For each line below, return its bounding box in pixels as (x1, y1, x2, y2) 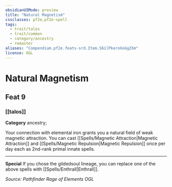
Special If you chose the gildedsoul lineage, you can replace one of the (5, 161, 156, 167)
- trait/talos (10, 27, 40, 32)
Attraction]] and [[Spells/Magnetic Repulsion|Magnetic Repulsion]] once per (5, 140, 166, 147)
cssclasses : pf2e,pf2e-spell (5, 17, 68, 22)
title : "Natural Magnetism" (5, 12, 66, 17)
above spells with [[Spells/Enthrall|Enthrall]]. (5, 166, 99, 172)
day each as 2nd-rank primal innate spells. (5, 146, 95, 152)
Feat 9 (5, 93, 26, 101)
